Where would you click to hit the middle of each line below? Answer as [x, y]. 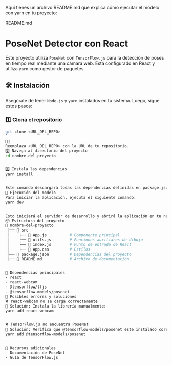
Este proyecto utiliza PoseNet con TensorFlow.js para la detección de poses [85, 57]
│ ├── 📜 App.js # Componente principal [64, 235]
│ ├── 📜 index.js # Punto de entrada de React [69, 244]
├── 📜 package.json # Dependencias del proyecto [69, 254]
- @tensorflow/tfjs [26, 287]
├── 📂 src [18, 230]
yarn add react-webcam [29, 311]
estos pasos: [19, 106]
